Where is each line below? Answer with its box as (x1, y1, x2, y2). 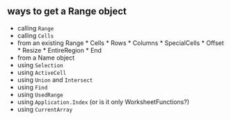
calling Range (17, 24, 54, 32)
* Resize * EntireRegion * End (17, 46, 102, 54)
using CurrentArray (17, 105, 73, 113)
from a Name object (17, 53, 75, 62)
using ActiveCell (17, 68, 67, 76)
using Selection (17, 60, 64, 69)
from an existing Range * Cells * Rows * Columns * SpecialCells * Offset (17, 38, 224, 47)
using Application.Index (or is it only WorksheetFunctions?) (17, 97, 190, 106)
